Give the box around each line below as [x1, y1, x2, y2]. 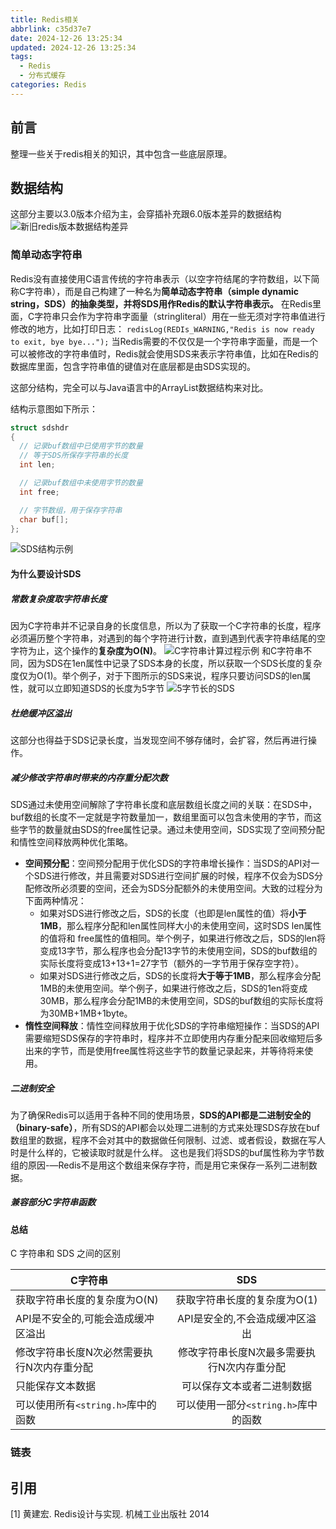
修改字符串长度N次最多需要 [177, 1346, 307, 1360]
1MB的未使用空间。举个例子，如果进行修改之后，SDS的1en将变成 [39, 982, 308, 994]
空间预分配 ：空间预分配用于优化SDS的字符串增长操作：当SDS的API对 [24, 857, 312, 869]
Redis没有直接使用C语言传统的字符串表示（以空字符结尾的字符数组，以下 [10, 272, 312, 285]
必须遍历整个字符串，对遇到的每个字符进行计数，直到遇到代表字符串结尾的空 [10, 632, 326, 644]
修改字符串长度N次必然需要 [15, 1346, 144, 1360]
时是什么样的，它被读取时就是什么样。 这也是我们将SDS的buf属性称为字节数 [10, 1146, 325, 1158]
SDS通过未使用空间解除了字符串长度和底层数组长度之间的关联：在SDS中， [10, 798, 318, 810]
